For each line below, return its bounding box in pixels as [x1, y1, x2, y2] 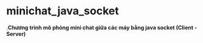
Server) [6, 30, 26, 37]
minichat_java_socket [6, 4, 119, 18]
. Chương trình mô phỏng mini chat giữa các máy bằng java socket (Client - [6, 24, 198, 31]
